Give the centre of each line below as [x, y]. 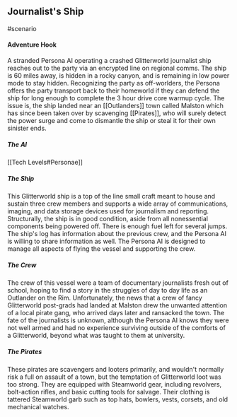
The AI [17, 144]
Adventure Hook [32, 45]
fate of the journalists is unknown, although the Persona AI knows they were [118, 320]
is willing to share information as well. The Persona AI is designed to [106, 241]
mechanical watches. [38, 406]
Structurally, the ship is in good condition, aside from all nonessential [108, 218]
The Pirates [25, 351]
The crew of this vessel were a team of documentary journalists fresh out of [118, 283]
